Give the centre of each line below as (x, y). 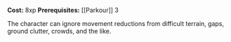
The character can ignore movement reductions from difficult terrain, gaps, (116, 23)
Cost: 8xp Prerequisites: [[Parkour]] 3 (63, 10)
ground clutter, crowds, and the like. (59, 31)
